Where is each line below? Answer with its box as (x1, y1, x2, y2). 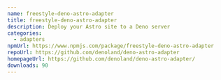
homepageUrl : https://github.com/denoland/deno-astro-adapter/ (7, 56, 196, 63)
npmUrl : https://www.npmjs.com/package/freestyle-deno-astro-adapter (7, 42, 215, 49)
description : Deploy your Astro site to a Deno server (7, 23, 171, 30)
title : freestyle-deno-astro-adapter (7, 17, 117, 24)
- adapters (13, 36, 45, 43)
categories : (7, 29, 42, 37)
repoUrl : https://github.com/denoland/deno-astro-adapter (7, 49, 180, 56)
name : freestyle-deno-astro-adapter (7, 10, 114, 17)
